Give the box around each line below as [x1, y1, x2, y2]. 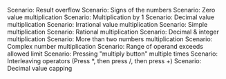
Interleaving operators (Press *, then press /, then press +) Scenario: [7, 57, 202, 65]
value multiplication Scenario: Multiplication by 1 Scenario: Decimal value [7, 13, 215, 21]
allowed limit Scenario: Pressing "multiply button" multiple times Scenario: [7, 49, 218, 58]
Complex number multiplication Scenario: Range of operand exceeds [7, 43, 204, 50]
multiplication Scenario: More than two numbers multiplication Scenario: [7, 35, 213, 43]
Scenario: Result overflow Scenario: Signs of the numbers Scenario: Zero [7, 6, 216, 14]
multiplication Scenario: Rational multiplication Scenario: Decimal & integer [7, 27, 219, 36]
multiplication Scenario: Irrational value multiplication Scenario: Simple [7, 21, 208, 28]
